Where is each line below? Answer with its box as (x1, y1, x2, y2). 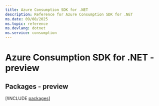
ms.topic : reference (5, 21, 48, 26)
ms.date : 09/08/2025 (5, 16, 48, 21)
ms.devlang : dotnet (5, 26, 46, 31)
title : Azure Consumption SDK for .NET (5, 7, 88, 12)
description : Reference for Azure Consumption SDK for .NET (5, 12, 133, 17)
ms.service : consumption (5, 30, 57, 35)
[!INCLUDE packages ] (5, 96, 50, 101)
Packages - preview (5, 82, 68, 91)
